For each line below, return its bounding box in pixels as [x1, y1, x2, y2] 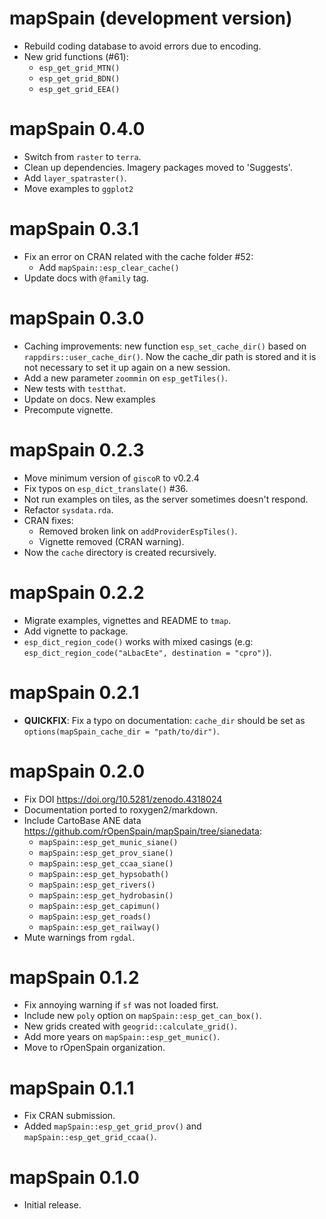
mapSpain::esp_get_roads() [38, 912, 152, 922]
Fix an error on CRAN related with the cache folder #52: [23, 250, 254, 262]
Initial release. [23, 1199, 82, 1211]
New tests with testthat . [23, 382, 127, 394]
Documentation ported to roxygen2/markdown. [23, 803, 219, 816]
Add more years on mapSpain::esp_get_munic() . [23, 1031, 221, 1043]
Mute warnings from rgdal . [23, 931, 136, 943]
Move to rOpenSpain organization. [23, 1042, 166, 1054]
